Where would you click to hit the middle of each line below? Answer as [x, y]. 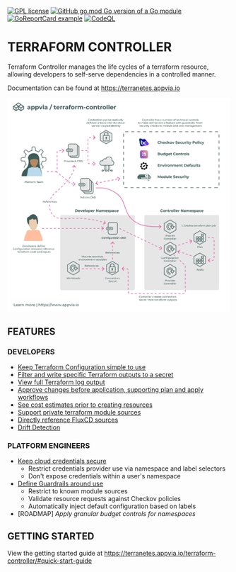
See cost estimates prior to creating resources [85, 405]
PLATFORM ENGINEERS [49, 445]
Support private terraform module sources [79, 412]
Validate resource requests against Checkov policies [105, 499]
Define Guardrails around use [60, 484]
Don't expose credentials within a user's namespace [105, 476]
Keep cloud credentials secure [62, 461]
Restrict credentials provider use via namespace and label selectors [127, 469]
